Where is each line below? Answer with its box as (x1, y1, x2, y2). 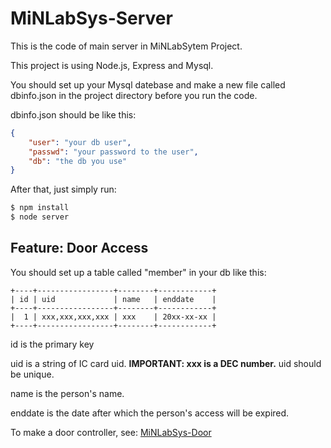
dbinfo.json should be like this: (10, 108, 137, 121)
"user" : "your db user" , (28, 137, 132, 147)
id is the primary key (10, 338, 95, 350)
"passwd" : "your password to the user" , (28, 147, 199, 157)
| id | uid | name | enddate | (10, 294, 217, 304)
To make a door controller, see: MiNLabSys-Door (10, 426, 212, 438)
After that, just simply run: (10, 183, 117, 196)
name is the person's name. (10, 387, 125, 399)
